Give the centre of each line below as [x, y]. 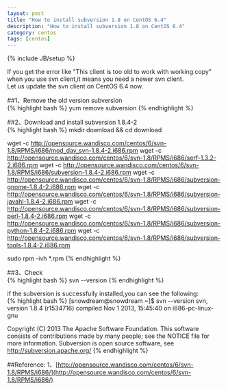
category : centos [32, 33]
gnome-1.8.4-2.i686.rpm [42, 187]
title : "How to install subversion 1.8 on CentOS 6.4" [87, 20]
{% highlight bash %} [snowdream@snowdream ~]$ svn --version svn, [107, 301]
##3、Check [25, 273]
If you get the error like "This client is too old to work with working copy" [110, 72]
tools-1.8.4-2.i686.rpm [39, 245]
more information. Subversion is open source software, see [91, 343]
